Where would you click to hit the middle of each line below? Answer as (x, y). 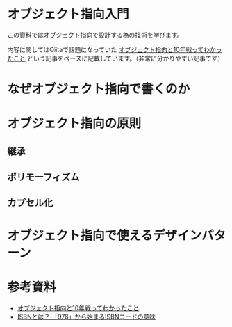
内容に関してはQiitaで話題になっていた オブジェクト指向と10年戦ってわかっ (115, 49)
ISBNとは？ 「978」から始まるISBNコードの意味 (86, 317)
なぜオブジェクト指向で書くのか (99, 89)
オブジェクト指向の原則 (74, 123)
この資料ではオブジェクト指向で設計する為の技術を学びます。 (95, 35)
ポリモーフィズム (43, 177)
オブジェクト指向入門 (68, 14)
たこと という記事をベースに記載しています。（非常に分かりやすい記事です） (116, 58)
